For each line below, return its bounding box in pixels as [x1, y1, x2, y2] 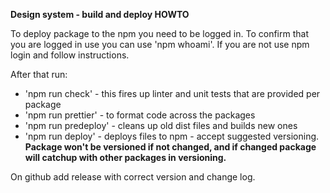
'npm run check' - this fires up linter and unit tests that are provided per [24, 88, 321, 99]
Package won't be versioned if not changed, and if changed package [24, 141, 317, 153]
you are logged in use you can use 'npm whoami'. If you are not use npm [10, 39, 310, 50]
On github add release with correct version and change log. [10, 171, 256, 183]
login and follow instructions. [10, 49, 130, 61]
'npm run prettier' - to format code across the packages [24, 109, 256, 121]
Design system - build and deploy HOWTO [10, 9, 190, 20]
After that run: [10, 69, 68, 80]
